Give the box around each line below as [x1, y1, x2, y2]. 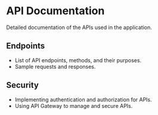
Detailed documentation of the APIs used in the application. [6, 24, 152, 31]
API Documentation [6, 4, 105, 18]
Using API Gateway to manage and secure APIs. [14, 102, 133, 109]
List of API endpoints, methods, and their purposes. [14, 56, 142, 63]
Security [6, 80, 39, 90]
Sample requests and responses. [14, 63, 96, 70]
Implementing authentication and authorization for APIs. [14, 96, 152, 103]
